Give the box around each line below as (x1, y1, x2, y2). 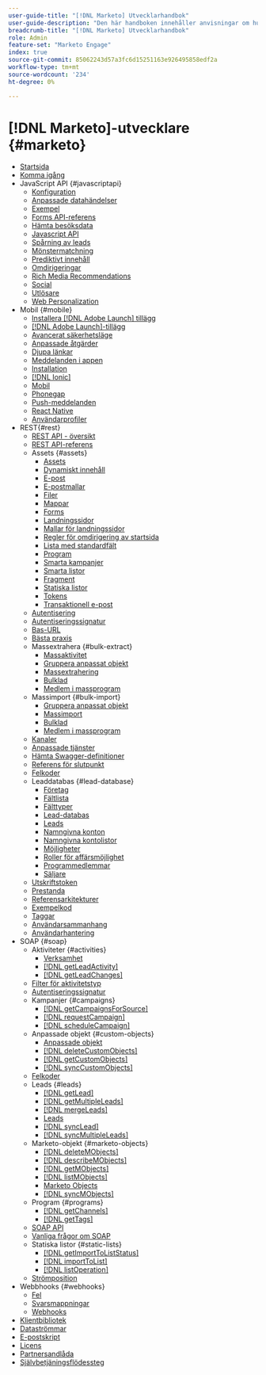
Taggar (31, 911, 55, 921)
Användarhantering (31, 928, 95, 938)
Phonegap (31, 389, 66, 399)
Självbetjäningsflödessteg (19, 1358, 104, 1367)
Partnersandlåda (19, 1349, 74, 1359)
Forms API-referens (31, 212, 97, 222)
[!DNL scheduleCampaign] (43, 1021, 131, 1030)
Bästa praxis (31, 633, 73, 643)
